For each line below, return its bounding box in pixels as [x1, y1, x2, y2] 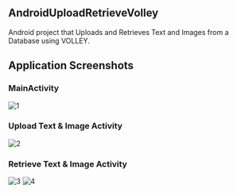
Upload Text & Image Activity [8, 121, 123, 132]
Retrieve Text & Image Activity [8, 158, 127, 169]
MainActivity [8, 83, 60, 94]
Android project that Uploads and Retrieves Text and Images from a [8, 27, 229, 37]
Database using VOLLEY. [8, 36, 90, 45]
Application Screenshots [8, 59, 134, 72]
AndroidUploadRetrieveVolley [8, 6, 159, 20]
